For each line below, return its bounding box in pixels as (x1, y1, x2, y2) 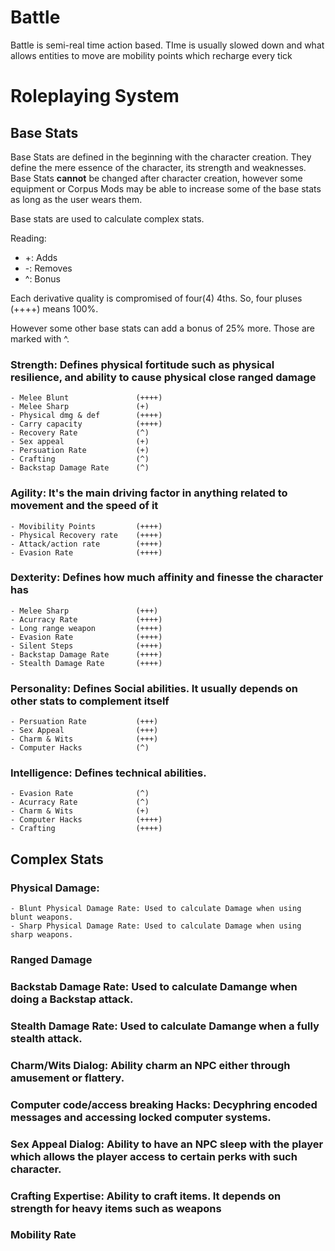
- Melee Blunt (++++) (10, 393, 163, 403)
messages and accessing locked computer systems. (10, 1110, 272, 1124)
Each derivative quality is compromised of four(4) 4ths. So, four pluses (10, 292, 303, 304)
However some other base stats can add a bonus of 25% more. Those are (10, 322, 316, 334)
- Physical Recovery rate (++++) (10, 530, 163, 540)
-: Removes (24, 262, 73, 274)
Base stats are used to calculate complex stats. (10, 212, 205, 225)
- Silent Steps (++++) (10, 641, 163, 651)
